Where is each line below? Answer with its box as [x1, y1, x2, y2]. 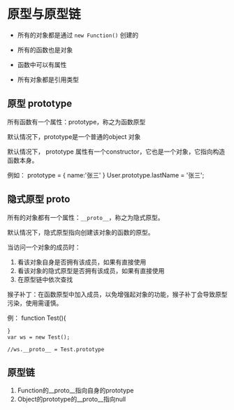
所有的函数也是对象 [17, 45, 73, 54]
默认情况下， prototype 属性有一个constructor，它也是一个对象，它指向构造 [7, 147, 226, 156]
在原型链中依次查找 [17, 275, 73, 284]
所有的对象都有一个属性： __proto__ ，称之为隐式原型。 [7, 213, 164, 221]
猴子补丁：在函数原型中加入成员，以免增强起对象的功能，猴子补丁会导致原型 [7, 290, 228, 298]
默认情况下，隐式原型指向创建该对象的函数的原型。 [7, 228, 154, 236]
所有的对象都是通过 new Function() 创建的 [17, 31, 138, 39]
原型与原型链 [7, 6, 82, 22]
